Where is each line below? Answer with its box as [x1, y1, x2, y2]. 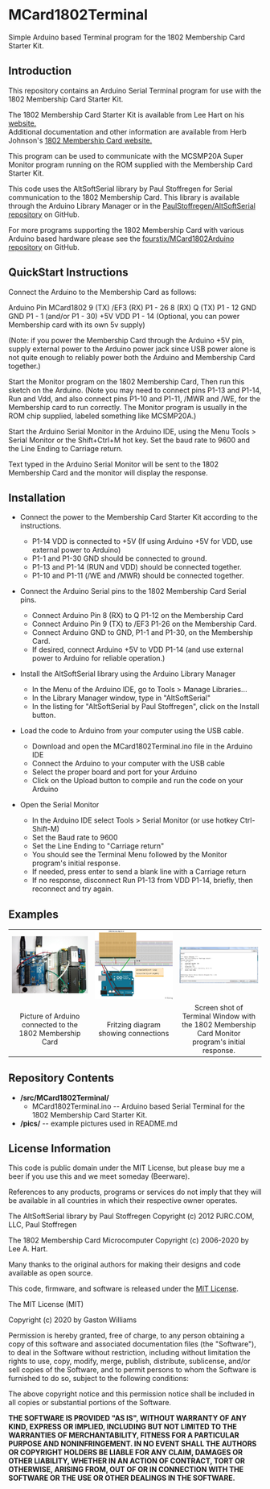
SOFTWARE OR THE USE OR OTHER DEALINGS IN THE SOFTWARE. [8, 1473, 235, 1483]
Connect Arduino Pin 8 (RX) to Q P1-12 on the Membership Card [31, 611, 243, 620]
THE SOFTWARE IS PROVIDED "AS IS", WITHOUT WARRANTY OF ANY [8, 1413, 247, 1423]
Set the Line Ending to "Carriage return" [31, 841, 165, 851]
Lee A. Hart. [8, 1244, 48, 1254]
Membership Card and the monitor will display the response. [8, 467, 208, 477]
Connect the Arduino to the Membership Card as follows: [8, 287, 197, 297]
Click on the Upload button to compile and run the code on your [31, 776, 243, 786]
